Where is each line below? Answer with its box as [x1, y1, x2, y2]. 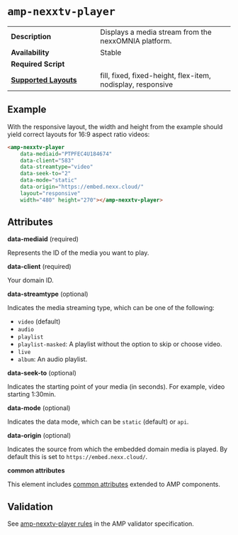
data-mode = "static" [20, 177, 78, 184]
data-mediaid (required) [7, 235, 79, 243]
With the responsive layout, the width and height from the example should [7, 122, 223, 131]
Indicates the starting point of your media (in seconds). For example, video [7, 382, 225, 391]
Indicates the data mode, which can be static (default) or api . [7, 417, 189, 426]
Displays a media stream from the [100, 27, 212, 37]
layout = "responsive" [20, 189, 81, 197]
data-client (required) [7, 263, 72, 271]
